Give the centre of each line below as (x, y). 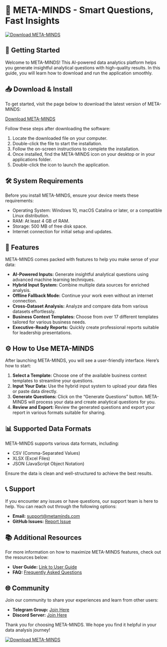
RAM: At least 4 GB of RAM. (41, 221)
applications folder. (32, 159)
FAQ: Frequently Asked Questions (47, 572)
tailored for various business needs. (49, 322)
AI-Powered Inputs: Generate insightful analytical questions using (80, 275)
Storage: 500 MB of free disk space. (50, 226)
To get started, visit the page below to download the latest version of (76, 104)
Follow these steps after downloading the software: (58, 128)
